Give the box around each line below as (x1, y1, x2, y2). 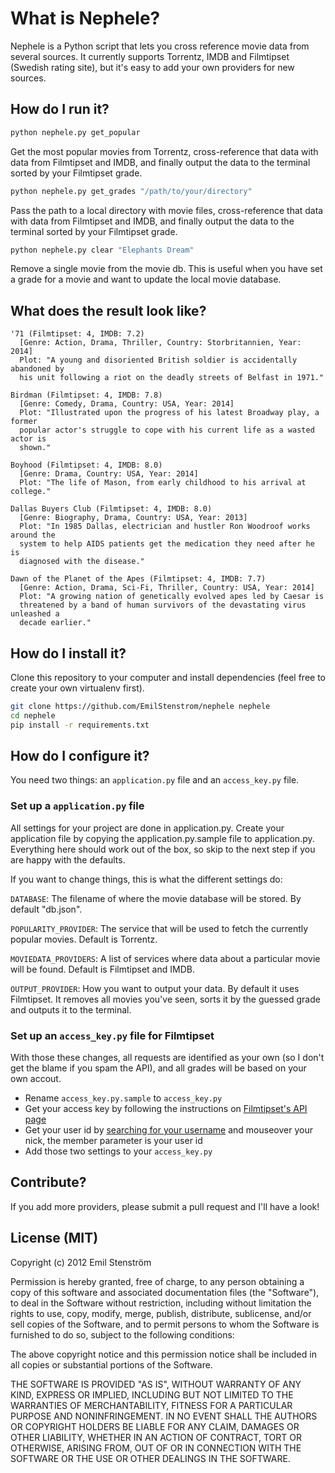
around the (10, 530, 56, 541)
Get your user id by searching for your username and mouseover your (24, 1124, 313, 1136)
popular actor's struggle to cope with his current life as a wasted (19, 425, 315, 436)
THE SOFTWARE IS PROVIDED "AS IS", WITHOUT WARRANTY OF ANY (10, 1378, 302, 1390)
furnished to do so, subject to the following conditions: (10, 1328, 235, 1341)
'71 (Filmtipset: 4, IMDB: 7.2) (10, 329, 145, 339)
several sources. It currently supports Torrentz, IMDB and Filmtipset (10, 50, 290, 62)
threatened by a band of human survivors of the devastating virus (19, 600, 307, 611)
